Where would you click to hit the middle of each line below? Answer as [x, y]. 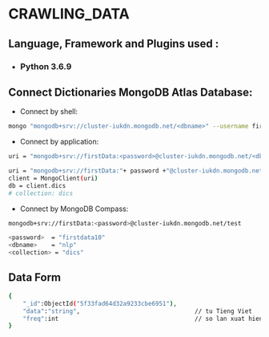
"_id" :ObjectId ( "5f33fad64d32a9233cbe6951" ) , [100, 303]
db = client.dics [37, 185]
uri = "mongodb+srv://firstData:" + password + [87, 171]
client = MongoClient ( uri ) [53, 178]
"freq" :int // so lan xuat [134, 319]
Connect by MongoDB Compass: [74, 209]
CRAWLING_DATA [69, 14]
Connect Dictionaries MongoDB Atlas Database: [130, 92]
